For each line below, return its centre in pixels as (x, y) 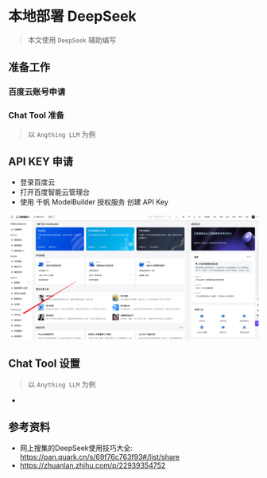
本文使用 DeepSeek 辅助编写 (72, 40)
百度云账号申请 (37, 92)
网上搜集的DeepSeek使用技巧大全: (76, 448)
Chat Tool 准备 (37, 115)
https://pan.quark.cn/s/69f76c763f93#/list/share (100, 457)
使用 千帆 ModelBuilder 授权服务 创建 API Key (94, 202)
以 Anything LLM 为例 (62, 384)
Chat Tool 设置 (44, 364)
